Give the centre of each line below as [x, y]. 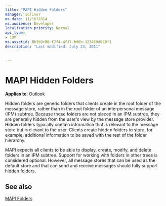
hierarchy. [15, 140]
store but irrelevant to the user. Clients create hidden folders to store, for [79, 130]
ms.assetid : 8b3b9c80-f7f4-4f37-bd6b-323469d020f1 [58, 42]
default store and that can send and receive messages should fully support [82, 166]
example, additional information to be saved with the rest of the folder [76, 135]
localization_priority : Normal [37, 28]
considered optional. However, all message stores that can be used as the [80, 160]
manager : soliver [23, 14]
